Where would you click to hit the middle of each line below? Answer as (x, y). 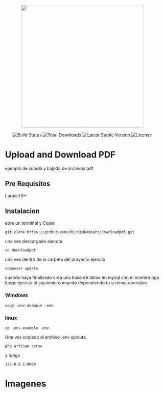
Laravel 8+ (16, 196)
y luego (13, 355)
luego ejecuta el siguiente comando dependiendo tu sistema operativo (76, 282)
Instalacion (23, 211)
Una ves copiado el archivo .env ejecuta (46, 337)
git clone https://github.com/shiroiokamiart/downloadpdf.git (70, 232)
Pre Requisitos (28, 184)
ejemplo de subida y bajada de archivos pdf (49, 168)
